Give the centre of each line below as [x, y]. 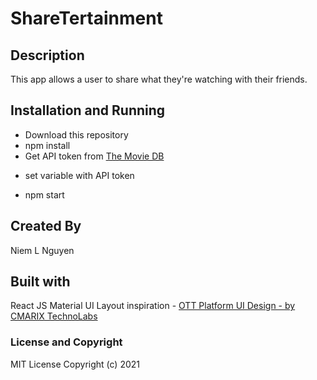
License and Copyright [66, 342]
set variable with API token [79, 175]
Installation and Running [88, 110]
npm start [44, 194]
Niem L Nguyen [42, 250]
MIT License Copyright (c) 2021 [75, 364]
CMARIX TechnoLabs [54, 316]
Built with [40, 282]
